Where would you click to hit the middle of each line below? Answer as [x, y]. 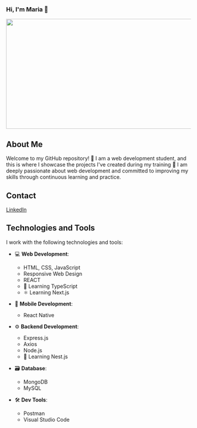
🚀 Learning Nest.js [46, 356]
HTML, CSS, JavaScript [52, 267]
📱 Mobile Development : [44, 304]
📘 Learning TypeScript [50, 286]
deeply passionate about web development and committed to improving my [97, 171]
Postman [34, 413]
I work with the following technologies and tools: [64, 242]
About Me [24, 144]
